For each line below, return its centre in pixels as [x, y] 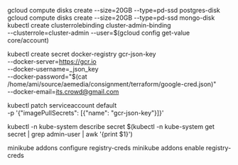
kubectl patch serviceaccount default [62, 105]
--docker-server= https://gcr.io [52, 62]
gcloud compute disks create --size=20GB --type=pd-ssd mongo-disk [111, 18]
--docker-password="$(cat [47, 76]
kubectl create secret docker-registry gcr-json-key [82, 54]
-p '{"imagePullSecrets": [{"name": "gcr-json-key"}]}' [86, 113]
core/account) [28, 40]
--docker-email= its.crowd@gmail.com [63, 92]
